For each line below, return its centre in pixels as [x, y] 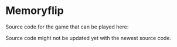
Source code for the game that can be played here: [67, 27]
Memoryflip [35, 11]
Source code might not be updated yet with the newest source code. [88, 38]
